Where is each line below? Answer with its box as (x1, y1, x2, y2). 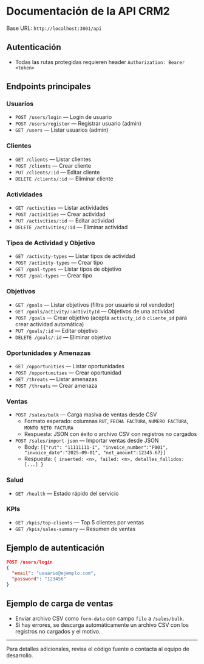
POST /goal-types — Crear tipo (15, 272, 92, 279)
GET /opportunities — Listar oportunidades (15, 362, 124, 369)
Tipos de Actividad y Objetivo (6, 238, 95, 247)
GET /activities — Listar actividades (15, 204, 109, 212)
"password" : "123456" (12, 576, 67, 582)
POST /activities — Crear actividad (15, 210, 106, 218)
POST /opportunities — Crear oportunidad (15, 369, 121, 376)
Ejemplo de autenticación (6, 543, 105, 553)
